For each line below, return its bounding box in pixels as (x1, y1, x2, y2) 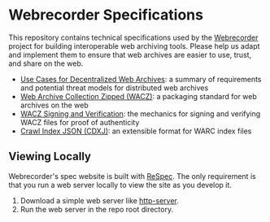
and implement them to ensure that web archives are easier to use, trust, (8, 50, 252, 59)
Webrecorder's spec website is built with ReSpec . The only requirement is (8, 171, 256, 181)
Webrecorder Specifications (8, 6, 203, 24)
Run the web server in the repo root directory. (20, 204, 173, 214)
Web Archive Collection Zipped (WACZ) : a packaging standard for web (20, 91, 258, 101)
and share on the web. (8, 59, 84, 68)
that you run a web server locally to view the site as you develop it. (8, 180, 232, 189)
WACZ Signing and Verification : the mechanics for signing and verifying (20, 108, 261, 119)
